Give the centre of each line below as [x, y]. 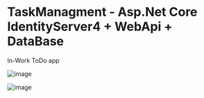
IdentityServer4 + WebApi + [90, 27]
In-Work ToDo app [34, 60]
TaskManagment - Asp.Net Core [102, 12]
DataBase [36, 41]
